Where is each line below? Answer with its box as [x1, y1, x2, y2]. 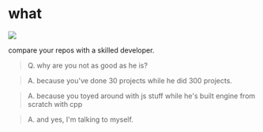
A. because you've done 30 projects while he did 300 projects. [27, 75, 233, 85]
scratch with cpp [27, 99, 83, 108]
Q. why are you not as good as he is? [27, 60, 148, 70]
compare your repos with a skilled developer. [8, 45, 155, 55]
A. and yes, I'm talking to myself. [27, 115, 134, 124]
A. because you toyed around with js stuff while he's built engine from [27, 91, 256, 101]
